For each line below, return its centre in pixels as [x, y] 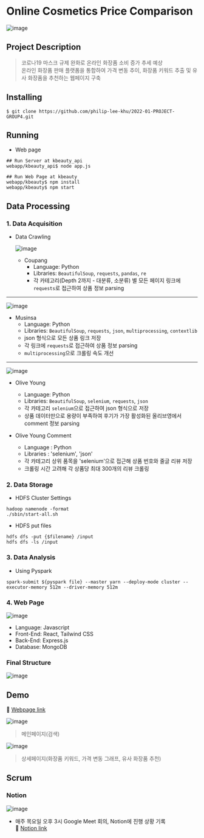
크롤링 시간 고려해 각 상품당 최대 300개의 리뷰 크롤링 [87, 469]
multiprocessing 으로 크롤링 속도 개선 [69, 353]
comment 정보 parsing [52, 423]
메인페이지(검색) [40, 734]
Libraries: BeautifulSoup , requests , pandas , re [90, 273]
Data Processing [38, 206]
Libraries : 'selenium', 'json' [58, 454]
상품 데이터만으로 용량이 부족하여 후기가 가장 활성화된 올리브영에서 [103, 416]
